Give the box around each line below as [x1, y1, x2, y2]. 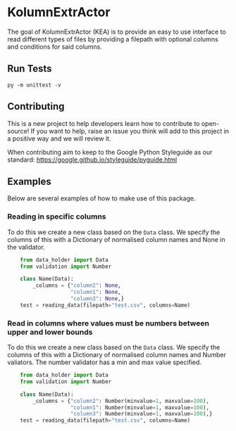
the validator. [7, 243, 46, 251]
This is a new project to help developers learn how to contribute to [7, 119, 200, 127]
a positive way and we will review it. [7, 134, 111, 143]
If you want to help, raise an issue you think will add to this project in [30, 127, 230, 135]
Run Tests [7, 63, 52, 75]
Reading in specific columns [7, 212, 106, 221]
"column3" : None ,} [70, 295, 125, 302]
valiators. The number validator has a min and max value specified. [7, 358, 202, 366]
